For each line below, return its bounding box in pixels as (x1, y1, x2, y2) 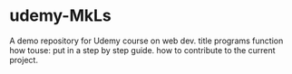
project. (9, 54, 39, 65)
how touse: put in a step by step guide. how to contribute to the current (9, 44, 276, 55)
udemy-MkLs (9, 5, 112, 26)
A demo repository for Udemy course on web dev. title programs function (9, 35, 284, 46)
